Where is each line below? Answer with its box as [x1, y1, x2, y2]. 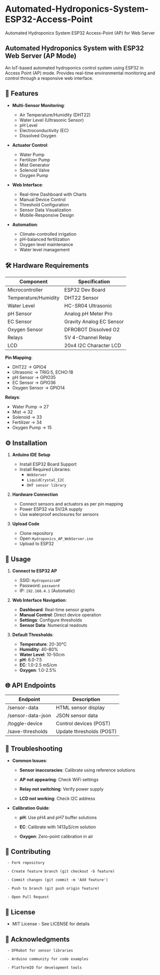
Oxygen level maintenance [19, 241, 73, 247]
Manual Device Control [19, 197, 66, 202]
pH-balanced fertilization [19, 236, 70, 242]
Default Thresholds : [12, 632, 54, 638]
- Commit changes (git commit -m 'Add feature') [7, 878, 109, 883]
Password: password [19, 583, 60, 588]
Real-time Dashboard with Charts [19, 191, 87, 197]
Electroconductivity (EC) [19, 127, 69, 133]
